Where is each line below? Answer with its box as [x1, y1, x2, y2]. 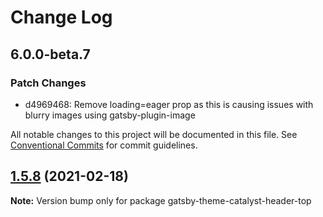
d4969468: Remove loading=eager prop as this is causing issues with [24, 98, 314, 110]
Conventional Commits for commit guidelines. [10, 139, 198, 151]
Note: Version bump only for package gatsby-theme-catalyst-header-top [10, 194, 312, 206]
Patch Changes [10, 76, 87, 90]
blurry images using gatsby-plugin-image [24, 109, 196, 121]
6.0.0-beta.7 [10, 46, 91, 63]
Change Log [10, 6, 113, 29]
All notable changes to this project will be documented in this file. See [10, 128, 298, 140]
